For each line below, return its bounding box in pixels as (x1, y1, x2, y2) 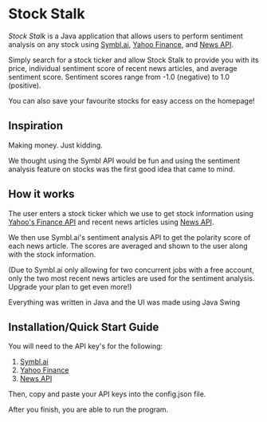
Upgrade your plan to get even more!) (8, 282, 132, 291)
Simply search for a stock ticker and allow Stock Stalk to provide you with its (8, 55, 259, 65)
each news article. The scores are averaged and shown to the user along (8, 241, 249, 250)
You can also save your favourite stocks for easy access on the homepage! (8, 96, 255, 105)
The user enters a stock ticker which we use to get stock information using (8, 208, 253, 218)
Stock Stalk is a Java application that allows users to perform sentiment (8, 31, 243, 41)
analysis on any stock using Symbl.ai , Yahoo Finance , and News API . (8, 39, 234, 49)
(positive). (8, 81, 41, 90)
